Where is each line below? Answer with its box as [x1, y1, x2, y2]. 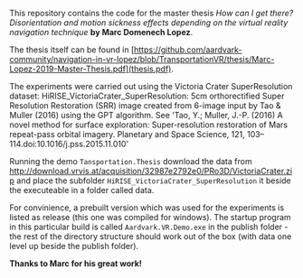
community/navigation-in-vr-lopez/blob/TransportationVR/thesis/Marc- [9, 54, 275, 64]
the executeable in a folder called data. [9, 185, 155, 195]
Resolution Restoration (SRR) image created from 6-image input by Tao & [9, 100, 282, 111]
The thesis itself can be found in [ [9, 44, 135, 55]
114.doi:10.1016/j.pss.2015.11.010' [9, 139, 129, 149]
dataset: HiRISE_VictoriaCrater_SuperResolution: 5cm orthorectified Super [9, 90, 285, 101]
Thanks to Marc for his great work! [9, 258, 143, 269]
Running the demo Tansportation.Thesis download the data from [9, 156, 252, 166]
